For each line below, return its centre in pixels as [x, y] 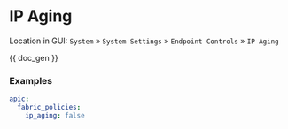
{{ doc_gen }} [34, 57]
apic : [19, 99]
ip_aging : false [55, 115]
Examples [31, 80]
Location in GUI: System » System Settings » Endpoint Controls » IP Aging [144, 41]
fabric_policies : [49, 108]
